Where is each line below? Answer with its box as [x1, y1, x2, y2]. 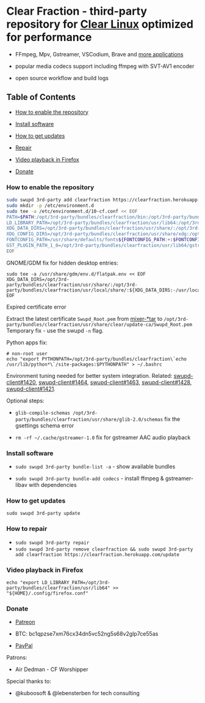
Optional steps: [6, 397, 45, 404]
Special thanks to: [6, 678, 52, 685]
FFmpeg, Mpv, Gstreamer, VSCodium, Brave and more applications [15, 50, 184, 58]
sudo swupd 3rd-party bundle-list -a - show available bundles [15, 463, 176, 470]
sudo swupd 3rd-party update [6, 510, 81, 517]
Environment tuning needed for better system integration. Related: [6, 372, 173, 379]
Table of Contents [6, 92, 76, 102]
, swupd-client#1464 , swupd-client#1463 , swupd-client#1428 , [35, 378, 192, 386]
